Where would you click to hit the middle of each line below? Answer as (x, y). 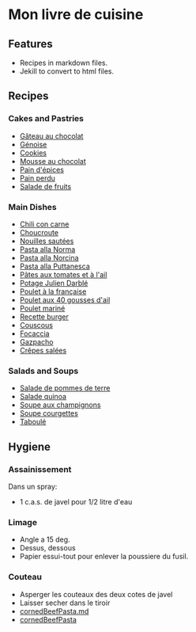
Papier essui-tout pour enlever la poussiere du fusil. (104, 557)
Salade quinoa (43, 397)
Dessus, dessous (48, 548)
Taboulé (33, 422)
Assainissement (40, 469)
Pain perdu (37, 178)
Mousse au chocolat (53, 161)
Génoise (33, 144)
